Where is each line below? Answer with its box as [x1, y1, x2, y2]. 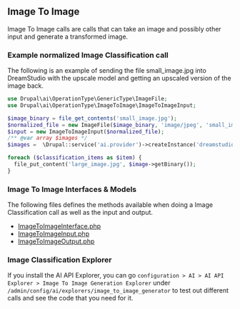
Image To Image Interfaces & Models [7, 184, 137, 194]
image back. [7, 81, 44, 90]
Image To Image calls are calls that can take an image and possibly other [7, 24, 221, 33]
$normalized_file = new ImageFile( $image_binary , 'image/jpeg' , [7, 121, 203, 128]
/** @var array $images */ [7, 135, 88, 142]
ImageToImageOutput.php [17, 237, 95, 245]
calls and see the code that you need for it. [7, 294, 134, 303]
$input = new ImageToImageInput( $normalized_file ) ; [7, 128, 164, 135]
